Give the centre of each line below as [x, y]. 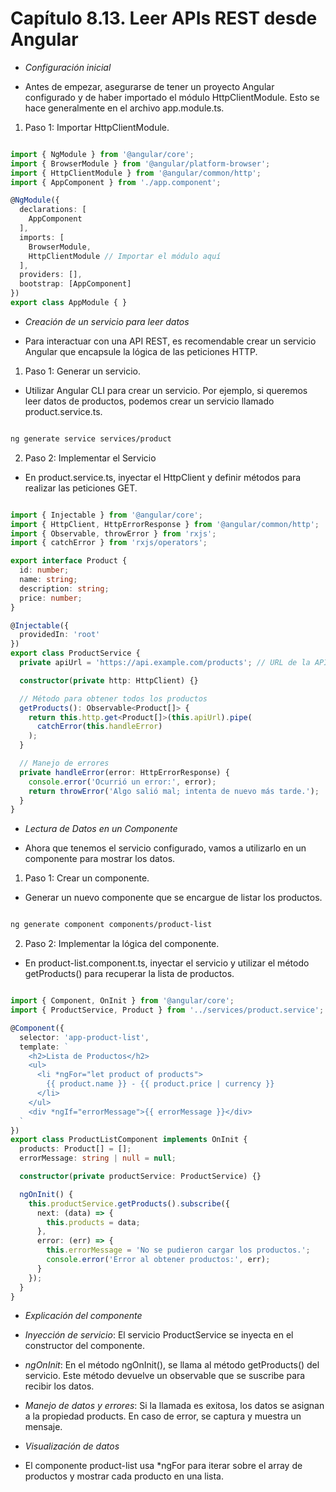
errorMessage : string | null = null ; [98, 1158]
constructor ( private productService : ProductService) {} [140, 1177]
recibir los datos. [59, 1386]
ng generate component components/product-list [111, 925]
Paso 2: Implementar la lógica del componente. [122, 944]
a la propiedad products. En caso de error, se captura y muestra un [163, 1416]
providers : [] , [51, 275]
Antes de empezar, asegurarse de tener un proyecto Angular [149, 86]
